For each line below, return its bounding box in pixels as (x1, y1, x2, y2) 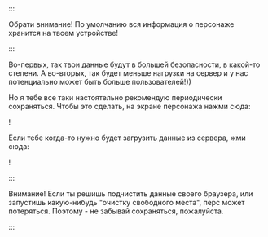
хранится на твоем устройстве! (8, 29, 119, 37)
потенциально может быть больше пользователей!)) (8, 77, 191, 86)
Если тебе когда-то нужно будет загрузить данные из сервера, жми (8, 133, 246, 143)
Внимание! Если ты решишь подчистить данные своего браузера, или (8, 189, 253, 199)
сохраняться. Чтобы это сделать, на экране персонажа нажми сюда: (8, 102, 251, 111)
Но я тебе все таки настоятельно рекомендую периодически (8, 93, 222, 102)
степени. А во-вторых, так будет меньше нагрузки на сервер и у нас (8, 68, 248, 77)
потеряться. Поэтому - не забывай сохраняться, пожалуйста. (8, 206, 224, 216)
